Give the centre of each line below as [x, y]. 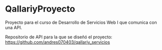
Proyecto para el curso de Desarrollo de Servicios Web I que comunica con [81, 22]
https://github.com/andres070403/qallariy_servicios [58, 42]
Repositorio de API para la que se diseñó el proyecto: [59, 37]
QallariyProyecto [40, 9]
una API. [13, 27]
